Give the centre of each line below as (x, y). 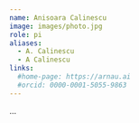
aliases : (26, 43)
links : (22, 69)
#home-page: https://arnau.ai (74, 77)
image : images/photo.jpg (56, 26)
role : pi (26, 34)
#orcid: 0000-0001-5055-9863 (72, 85)
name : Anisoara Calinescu (58, 18)
